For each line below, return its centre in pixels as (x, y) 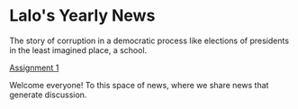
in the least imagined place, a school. (78, 50)
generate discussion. (48, 95)
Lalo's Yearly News (82, 16)
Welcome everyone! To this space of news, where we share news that (139, 85)
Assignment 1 (34, 68)
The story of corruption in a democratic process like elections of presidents (149, 41)
